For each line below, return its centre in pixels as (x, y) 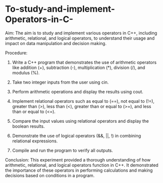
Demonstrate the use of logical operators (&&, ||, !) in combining (76, 136)
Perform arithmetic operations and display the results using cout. (78, 91)
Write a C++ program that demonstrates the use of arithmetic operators (84, 62)
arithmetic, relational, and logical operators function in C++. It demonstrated (82, 165)
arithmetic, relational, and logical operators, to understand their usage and (80, 38)
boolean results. (28, 126)
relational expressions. (35, 141)
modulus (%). (26, 72)
